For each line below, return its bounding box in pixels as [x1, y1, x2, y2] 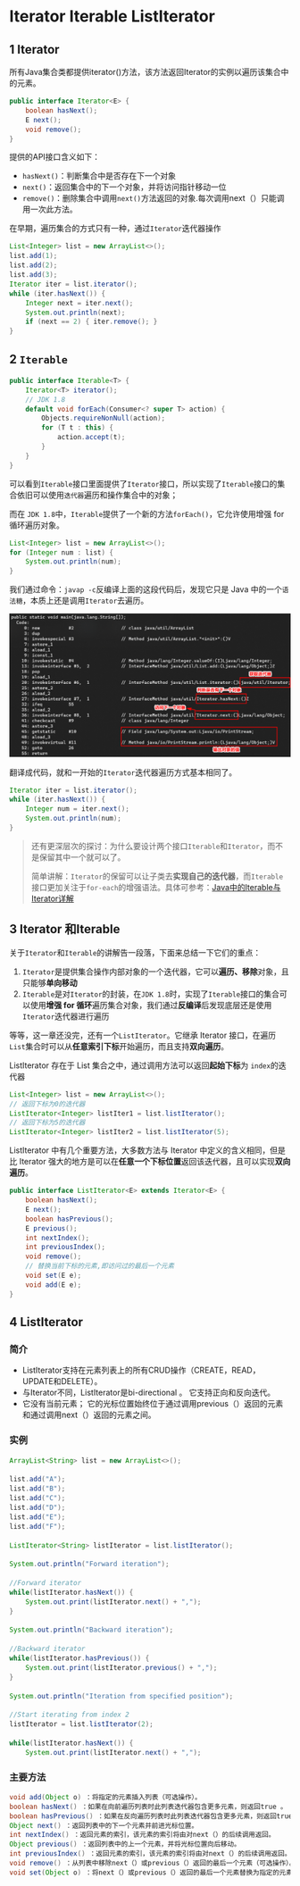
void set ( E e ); [25, 1271, 82, 1281]
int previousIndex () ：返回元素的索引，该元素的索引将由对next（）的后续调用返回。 [9, 1849, 292, 1858]
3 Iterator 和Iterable [9, 922, 121, 937]
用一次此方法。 [21, 204, 78, 215]
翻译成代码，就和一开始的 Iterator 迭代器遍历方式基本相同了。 [9, 766, 237, 778]
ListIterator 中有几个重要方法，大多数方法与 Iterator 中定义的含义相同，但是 [9, 1145, 286, 1156]
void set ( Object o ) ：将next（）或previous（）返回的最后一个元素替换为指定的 [9, 1868, 279, 1877]
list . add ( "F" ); [9, 1522, 66, 1531]
